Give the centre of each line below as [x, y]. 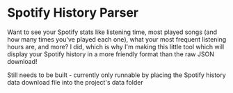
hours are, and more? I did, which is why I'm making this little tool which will [116, 46]
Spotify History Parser [73, 13]
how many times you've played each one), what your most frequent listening [117, 39]
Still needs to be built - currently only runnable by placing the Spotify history [116, 75]
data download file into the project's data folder [75, 82]
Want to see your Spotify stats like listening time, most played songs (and [112, 32]
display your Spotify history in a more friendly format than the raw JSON [111, 54]
